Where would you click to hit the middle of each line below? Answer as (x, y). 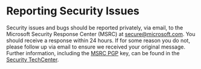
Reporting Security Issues (73, 11)
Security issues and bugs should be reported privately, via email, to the (95, 28)
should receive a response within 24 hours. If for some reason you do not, (98, 40)
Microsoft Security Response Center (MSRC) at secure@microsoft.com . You (101, 34)
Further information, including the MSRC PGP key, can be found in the (93, 53)
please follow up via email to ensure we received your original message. (96, 47)
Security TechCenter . (33, 59)
